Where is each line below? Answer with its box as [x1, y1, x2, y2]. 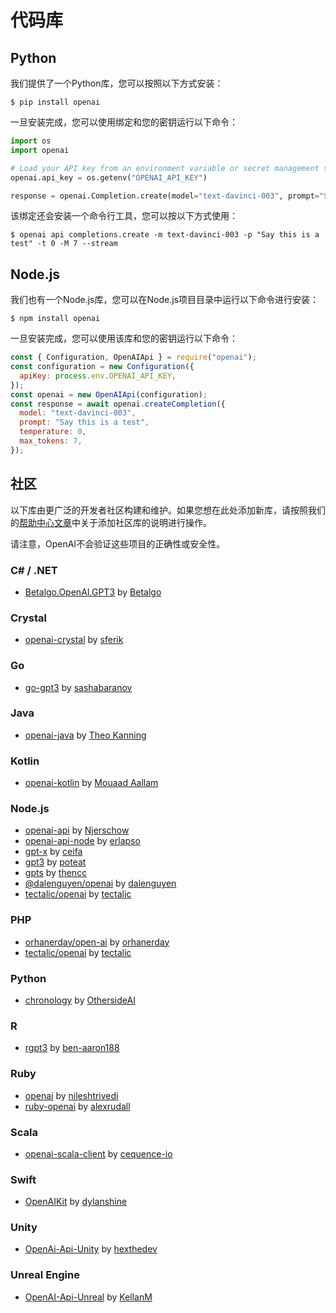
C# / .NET [10, 563, 58, 577]
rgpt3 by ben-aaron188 [24, 1042, 120, 1054]
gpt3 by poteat [24, 856, 87, 868]
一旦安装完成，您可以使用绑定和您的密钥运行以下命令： [10, 116, 238, 128]
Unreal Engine [10, 1268, 80, 1282]
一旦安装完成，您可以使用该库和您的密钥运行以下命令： [10, 332, 238, 345]
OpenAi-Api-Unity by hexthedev [24, 1243, 158, 1255]
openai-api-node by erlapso [24, 835, 141, 847]
